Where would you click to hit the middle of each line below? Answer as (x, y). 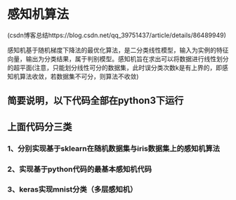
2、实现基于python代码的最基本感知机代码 (80, 169)
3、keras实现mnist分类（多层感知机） (72, 189)
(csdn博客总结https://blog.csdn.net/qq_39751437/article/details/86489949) (117, 35)
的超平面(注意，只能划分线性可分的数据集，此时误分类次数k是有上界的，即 (115, 67)
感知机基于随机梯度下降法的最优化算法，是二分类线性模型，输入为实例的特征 (118, 50)
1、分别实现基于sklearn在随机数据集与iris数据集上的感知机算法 (113, 148)
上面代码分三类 (40, 127)
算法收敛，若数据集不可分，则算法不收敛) (79, 76)
